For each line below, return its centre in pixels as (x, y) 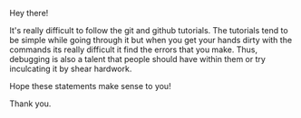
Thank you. (30, 104)
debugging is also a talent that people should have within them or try (137, 59)
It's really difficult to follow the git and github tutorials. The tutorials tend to (149, 30)
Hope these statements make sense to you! (90, 86)
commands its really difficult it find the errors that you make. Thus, (134, 50)
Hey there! (29, 13)
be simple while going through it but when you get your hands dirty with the (151, 40)
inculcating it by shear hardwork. (71, 68)
